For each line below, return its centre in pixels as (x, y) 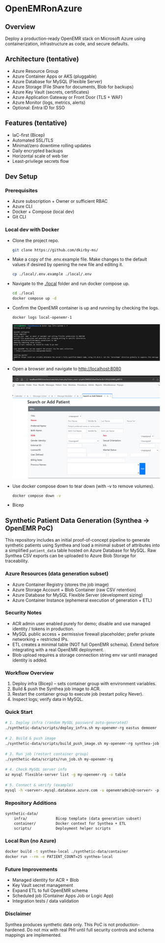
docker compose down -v (37, 496)
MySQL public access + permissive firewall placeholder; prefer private (83, 634)
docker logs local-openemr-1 (42, 318)
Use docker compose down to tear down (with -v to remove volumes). (83, 486)
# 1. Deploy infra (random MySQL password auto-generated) (67, 723)
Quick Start (19, 712)
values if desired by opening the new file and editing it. (68, 265)
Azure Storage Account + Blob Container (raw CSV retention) (74, 590)
